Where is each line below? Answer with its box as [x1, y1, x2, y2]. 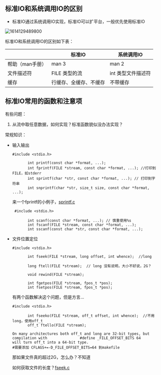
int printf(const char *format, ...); [27, 160, 106, 165]
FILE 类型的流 [51, 70, 83, 77]
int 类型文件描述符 [109, 70, 151, 77]
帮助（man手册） [7, 61, 47, 67]
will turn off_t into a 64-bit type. [12, 340, 89, 345]
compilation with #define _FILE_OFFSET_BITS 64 [12, 335, 141, 340]
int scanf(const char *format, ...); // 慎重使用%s [27, 218, 131, 223]
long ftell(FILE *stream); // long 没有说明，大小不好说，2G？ [27, 263, 152, 269]
